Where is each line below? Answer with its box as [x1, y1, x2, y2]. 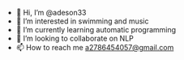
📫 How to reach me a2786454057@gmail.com [15, 43, 174, 52]
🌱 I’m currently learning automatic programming [15, 25, 177, 34]
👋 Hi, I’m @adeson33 [15, 8, 87, 17]
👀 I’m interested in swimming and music [15, 16, 149, 26]
